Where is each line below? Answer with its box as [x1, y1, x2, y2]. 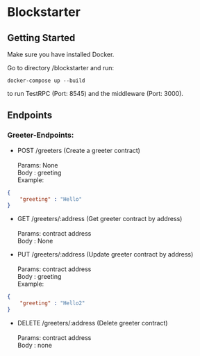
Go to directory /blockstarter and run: [7, 64, 115, 72]
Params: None [17, 161, 58, 169]
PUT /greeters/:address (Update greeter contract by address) [17, 250, 194, 259]
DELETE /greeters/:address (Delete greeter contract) [17, 318, 168, 327]
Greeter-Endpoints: [7, 130, 74, 140]
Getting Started [7, 32, 76, 44]
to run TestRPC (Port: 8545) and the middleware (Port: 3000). [7, 90, 184, 97]
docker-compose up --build [7, 77, 85, 84]
